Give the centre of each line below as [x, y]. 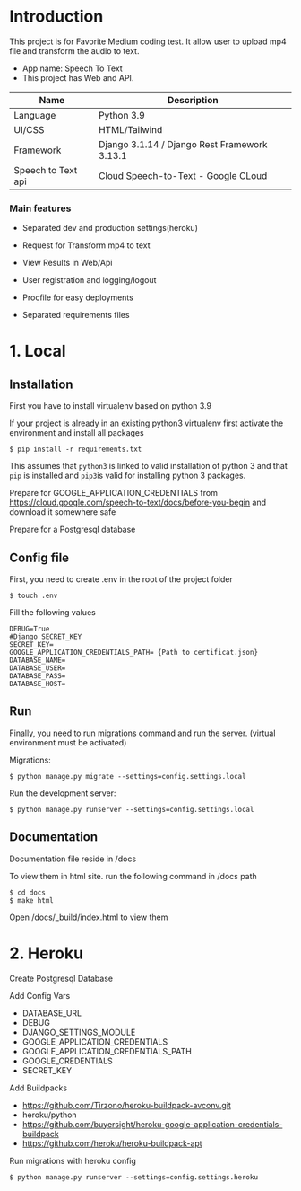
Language [35, 115]
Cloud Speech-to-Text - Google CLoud [183, 175]
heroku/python [50, 1115]
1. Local [38, 351]
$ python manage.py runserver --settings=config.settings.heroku [133, 1177]
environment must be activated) [68, 742]
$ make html [31, 900]
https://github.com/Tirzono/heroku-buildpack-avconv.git [126, 1105]
